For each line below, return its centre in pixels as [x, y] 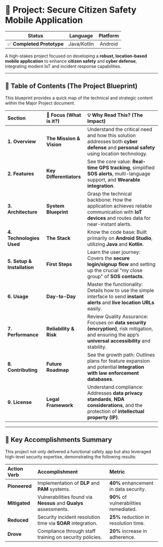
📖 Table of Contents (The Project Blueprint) [71, 86]
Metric [117, 472]
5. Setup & [20, 261]
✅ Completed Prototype [36, 44]
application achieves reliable [120, 206]
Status [36, 35]
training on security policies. [70, 537]
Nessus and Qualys [60, 503]
